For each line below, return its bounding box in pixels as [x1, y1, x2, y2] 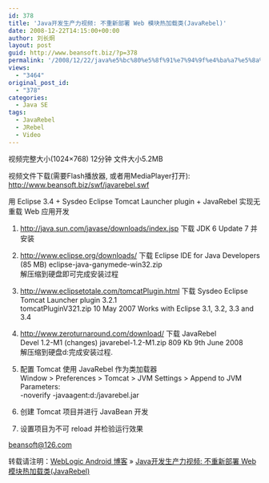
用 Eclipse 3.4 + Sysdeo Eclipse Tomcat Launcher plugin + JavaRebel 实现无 [8, 196, 261, 206]
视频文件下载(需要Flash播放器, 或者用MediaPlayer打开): [8, 171, 191, 180]
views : [8, 64, 30, 72]
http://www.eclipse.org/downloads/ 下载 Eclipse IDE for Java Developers [19, 250, 260, 260]
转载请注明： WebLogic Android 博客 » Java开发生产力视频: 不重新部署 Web [8, 456, 256, 465]
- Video [15, 131, 42, 139]
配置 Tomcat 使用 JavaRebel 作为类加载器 [19, 364, 158, 373]
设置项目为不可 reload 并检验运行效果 [19, 424, 144, 433]
